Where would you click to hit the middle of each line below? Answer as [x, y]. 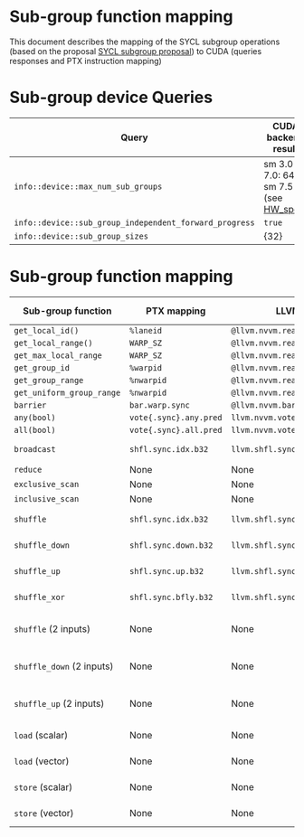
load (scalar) [41, 735]
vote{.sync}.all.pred [176, 430]
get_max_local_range [58, 355]
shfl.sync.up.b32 [167, 571]
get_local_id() [47, 330]
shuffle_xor [40, 597]
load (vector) [42, 761]
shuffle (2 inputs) [52, 628]
